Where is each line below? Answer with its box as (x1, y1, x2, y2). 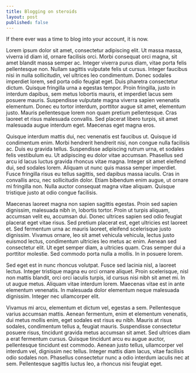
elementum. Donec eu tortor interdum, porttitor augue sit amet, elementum (6, 103, 186, 110)
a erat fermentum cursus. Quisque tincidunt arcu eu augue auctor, (6, 335, 166, 343)
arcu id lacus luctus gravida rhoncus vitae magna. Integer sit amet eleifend (6, 158, 186, 165)
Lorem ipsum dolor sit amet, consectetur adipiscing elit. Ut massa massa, (6, 47, 183, 54)
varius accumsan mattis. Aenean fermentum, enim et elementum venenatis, (6, 310, 188, 317)
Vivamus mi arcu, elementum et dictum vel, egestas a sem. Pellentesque (6, 304, 181, 311)
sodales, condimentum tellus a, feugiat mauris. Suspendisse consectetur (6, 323, 181, 330)
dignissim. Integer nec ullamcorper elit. (6, 293, 101, 300)
